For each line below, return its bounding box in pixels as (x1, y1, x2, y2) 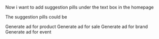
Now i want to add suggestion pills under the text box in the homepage (5, 4, 154, 10)
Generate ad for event (5, 29, 51, 34)
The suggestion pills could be (5, 14, 67, 19)
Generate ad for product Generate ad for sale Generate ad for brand (5, 23, 148, 29)
